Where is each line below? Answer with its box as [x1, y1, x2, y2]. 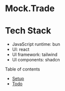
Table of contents [5, 66, 40, 72]
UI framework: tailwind [12, 52, 58, 57]
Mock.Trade [5, 3, 55, 14]
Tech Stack [5, 25, 51, 36]
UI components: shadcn [12, 57, 60, 63]
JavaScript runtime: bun [12, 41, 61, 47]
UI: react [12, 47, 30, 53]
